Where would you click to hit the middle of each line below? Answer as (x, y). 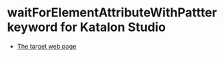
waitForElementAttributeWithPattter (112, 13)
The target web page (47, 46)
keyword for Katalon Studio (87, 27)
